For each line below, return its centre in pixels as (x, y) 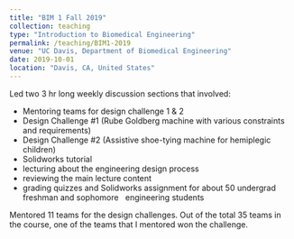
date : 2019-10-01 (42, 60)
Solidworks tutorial (57, 159)
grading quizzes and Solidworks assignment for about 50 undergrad (149, 188)
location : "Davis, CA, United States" (82, 69)
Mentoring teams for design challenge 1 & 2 (103, 111)
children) (39, 149)
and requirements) (57, 130)
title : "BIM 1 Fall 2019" (58, 18)
